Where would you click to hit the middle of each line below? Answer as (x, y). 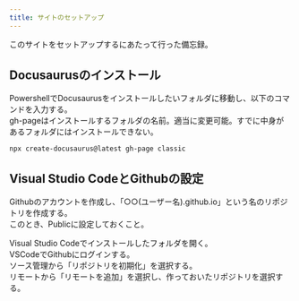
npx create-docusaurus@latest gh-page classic (98, 149)
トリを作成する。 (41, 213)
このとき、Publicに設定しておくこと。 (79, 224)
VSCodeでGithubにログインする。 (72, 254)
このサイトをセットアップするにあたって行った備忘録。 (111, 44)
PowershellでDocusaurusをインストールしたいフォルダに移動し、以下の (142, 99)
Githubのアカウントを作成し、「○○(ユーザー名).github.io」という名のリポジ (149, 202)
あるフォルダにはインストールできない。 (84, 132)
